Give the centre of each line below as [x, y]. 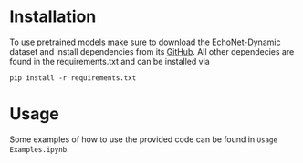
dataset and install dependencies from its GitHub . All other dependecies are [152, 51]
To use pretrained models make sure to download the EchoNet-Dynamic [145, 42]
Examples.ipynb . [40, 148]
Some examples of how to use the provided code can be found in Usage [144, 139]
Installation [53, 17]
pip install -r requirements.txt [73, 78]
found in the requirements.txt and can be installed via [110, 61]
